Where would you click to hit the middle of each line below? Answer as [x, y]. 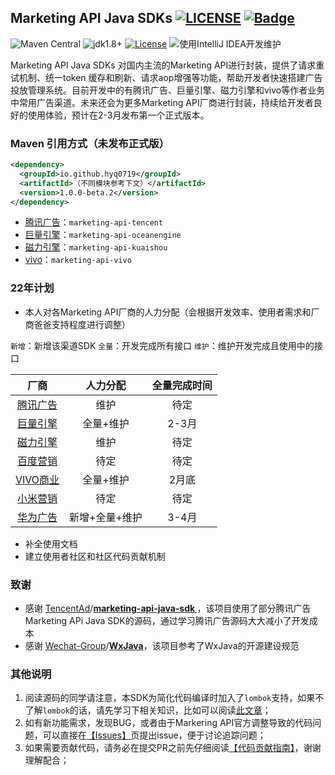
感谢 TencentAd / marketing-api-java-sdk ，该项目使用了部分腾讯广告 [168, 608]
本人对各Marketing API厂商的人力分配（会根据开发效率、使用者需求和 [168, 312]
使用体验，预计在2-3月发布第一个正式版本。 [118, 115]
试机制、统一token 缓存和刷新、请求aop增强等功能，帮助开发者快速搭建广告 [166, 77]
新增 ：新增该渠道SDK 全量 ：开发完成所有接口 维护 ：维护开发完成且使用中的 [162, 345]
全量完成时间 [182, 385]
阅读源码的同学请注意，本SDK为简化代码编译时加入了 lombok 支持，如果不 [174, 698]
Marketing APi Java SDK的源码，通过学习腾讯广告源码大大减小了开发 [167, 621]
